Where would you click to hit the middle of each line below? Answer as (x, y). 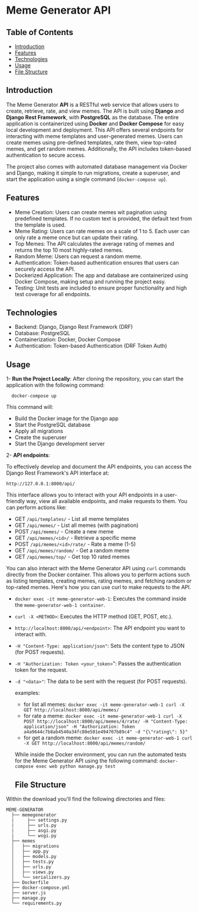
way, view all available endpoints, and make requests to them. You (107, 501)
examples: (27, 693)
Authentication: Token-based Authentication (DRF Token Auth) (91, 346)
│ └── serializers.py (40, 878)
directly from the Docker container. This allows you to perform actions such (98, 575)
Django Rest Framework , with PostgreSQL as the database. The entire (92, 117)
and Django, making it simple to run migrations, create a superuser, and (93, 173)
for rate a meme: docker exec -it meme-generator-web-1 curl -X (103, 716)
